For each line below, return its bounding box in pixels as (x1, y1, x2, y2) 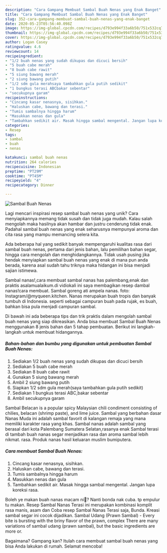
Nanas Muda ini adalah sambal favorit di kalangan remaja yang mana (5, 415, 146, 421)
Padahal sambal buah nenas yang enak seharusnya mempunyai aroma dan (5, 226, 159, 232)
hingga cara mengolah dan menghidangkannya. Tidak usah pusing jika (5, 252, 150, 258)
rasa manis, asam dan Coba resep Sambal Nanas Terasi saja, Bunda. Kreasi (5, 507, 160, 513)
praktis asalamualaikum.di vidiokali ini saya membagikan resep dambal (5, 282, 150, 288)
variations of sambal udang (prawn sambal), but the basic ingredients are (5, 523, 156, 529)
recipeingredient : (5, 53, 43, 59)
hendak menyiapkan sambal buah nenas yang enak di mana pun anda (5, 257, 148, 263)
